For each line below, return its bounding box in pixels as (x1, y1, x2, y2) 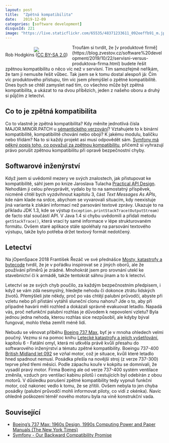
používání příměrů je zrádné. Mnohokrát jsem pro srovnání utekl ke (5, 267, 144, 273)
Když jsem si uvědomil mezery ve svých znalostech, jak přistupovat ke (5, 175, 151, 181)
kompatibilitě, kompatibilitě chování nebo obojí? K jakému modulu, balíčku (5, 131, 158, 137)
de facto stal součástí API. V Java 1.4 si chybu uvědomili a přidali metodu (5, 212, 157, 219)
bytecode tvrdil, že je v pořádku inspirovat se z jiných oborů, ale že (5, 262, 144, 268)
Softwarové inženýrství (5, 162, 80, 170)
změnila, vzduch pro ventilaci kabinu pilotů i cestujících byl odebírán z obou (5, 372, 162, 378)
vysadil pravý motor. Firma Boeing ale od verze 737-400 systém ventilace (5, 367, 158, 373)
